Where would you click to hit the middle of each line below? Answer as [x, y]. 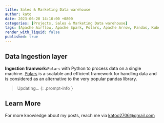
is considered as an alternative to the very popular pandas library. [71, 79]
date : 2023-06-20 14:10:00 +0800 [39, 19]
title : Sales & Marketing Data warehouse [48, 10]
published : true [21, 37]
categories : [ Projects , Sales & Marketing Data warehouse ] [66, 23]
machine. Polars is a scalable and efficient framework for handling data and [81, 73]
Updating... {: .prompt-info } [45, 88]
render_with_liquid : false [32, 32]
